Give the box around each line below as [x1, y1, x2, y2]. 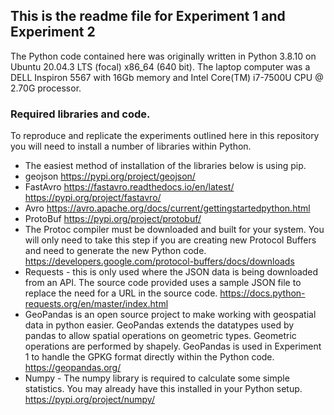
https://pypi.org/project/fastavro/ [24, 192, 162, 204]
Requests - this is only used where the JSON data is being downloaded [24, 266, 319, 278]
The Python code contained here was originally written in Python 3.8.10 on [10, 50, 317, 62]
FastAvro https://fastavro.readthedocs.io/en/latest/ [24, 181, 235, 193]
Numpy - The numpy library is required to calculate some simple [24, 372, 290, 384]
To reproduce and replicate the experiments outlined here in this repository [10, 130, 320, 142]
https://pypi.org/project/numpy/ [24, 394, 155, 406]
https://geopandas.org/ [24, 362, 122, 374]
